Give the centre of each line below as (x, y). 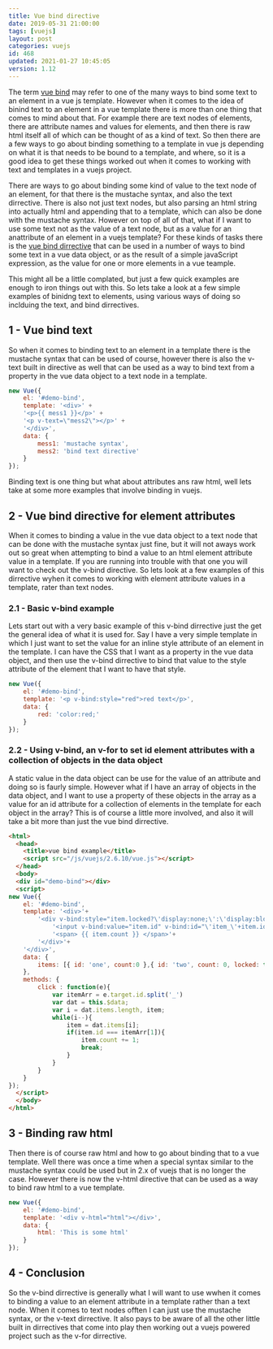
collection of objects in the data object (86, 761)
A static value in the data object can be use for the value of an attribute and (135, 778)
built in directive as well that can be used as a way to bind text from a (139, 367)
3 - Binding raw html (61, 1133)
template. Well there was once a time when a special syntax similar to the (131, 1161)
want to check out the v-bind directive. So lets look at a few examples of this (136, 570)
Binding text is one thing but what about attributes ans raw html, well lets (130, 482)
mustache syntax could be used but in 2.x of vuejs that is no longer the (127, 1170)
